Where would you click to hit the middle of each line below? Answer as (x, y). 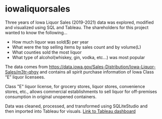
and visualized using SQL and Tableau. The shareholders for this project (77, 27)
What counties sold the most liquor (47, 52)
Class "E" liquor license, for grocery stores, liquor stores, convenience (75, 86)
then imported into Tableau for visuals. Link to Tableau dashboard (70, 111)
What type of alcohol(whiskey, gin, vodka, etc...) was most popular (78, 57)
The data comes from (27, 67)
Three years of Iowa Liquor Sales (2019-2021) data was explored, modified (79, 22)
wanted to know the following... (36, 32)
